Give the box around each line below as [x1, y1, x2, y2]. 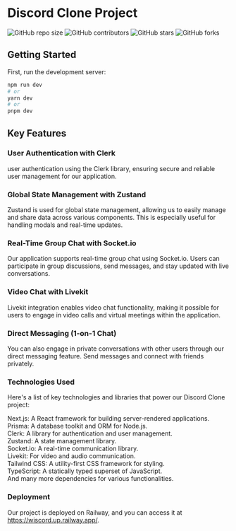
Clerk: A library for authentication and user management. [7, 429, 173, 438]
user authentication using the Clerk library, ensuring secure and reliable [7, 164, 216, 173]
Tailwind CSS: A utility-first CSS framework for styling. [7, 460, 165, 468]
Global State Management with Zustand [7, 189, 147, 199]
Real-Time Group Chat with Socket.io [7, 238, 137, 248]
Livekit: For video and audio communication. [7, 452, 136, 460]
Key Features [7, 127, 67, 139]
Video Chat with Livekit [7, 287, 89, 297]
